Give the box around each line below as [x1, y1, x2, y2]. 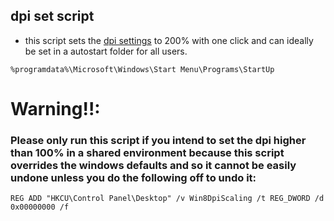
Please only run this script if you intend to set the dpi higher [10, 133, 307, 147]
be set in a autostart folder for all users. [24, 45, 188, 57]
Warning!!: [10, 98, 101, 120]
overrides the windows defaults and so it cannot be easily [10, 158, 297, 172]
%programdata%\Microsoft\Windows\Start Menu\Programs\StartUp [10, 64, 275, 74]
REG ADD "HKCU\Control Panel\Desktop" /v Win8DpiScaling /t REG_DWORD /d [10, 194, 325, 204]
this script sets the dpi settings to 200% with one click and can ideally [24, 34, 314, 46]
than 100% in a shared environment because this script [10, 145, 285, 159]
